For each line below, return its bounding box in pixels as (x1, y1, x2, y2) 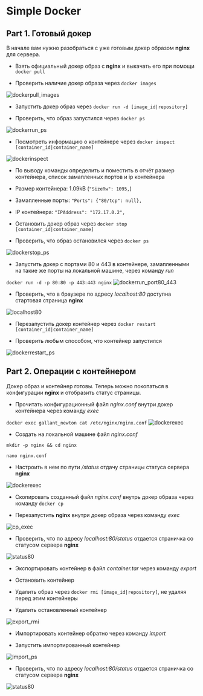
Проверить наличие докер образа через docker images (14, 80, 157, 86)
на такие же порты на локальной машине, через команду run (14, 267, 174, 274)
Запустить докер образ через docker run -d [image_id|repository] (14, 103, 188, 110)
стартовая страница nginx (14, 297, 83, 304)
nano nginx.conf (6, 452, 47, 459)
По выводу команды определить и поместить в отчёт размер (14, 167, 175, 174)
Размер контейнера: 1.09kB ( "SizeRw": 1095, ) (14, 185, 132, 192)
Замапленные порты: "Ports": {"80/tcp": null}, (14, 197, 142, 204)
